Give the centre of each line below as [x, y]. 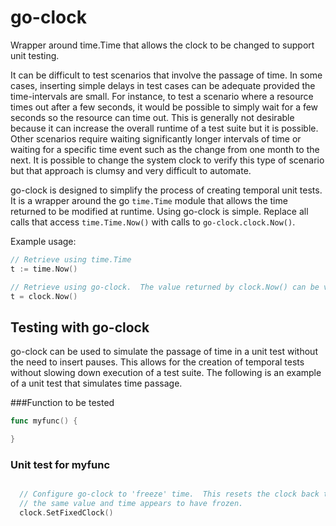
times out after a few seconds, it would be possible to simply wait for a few [164, 107]
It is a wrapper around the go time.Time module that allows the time [149, 200]
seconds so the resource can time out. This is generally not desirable [152, 117]
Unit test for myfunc [60, 464]
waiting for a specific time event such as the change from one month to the [165, 149]
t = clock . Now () [44, 296]
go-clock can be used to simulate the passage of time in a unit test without [164, 352]
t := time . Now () [44, 269]
